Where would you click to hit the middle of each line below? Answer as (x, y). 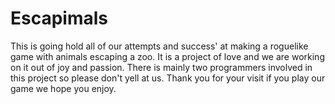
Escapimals (59, 18)
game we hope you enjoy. (63, 88)
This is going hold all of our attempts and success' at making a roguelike (159, 46)
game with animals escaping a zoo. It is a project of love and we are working (167, 56)
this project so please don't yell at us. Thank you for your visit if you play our (168, 78)
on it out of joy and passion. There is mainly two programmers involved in (161, 67)
